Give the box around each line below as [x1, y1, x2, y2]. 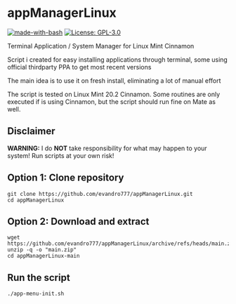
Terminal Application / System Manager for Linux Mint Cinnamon [7, 41, 195, 50]
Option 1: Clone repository [7, 172, 124, 184]
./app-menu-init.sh [7, 290, 65, 298]
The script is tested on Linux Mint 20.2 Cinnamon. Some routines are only [7, 90, 221, 98]
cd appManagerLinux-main [7, 253, 80, 260]
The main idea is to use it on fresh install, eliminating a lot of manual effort [7, 76, 221, 85]
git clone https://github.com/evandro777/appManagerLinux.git [7, 190, 193, 197]
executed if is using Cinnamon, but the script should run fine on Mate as [7, 97, 216, 106]
